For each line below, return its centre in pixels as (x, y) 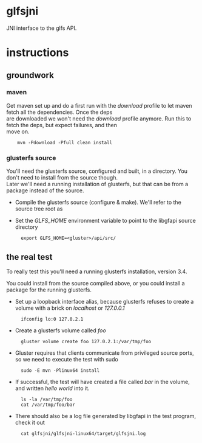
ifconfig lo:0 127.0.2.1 (52, 319)
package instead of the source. (45, 190)
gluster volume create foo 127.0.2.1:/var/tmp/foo (86, 341)
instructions (38, 53)
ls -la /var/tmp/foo (47, 399)
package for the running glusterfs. (49, 290)
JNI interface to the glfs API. (42, 28)
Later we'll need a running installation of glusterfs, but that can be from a (97, 184)
